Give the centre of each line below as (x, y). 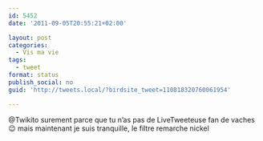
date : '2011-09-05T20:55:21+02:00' (68, 23)
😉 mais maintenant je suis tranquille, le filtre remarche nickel (109, 128)
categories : (28, 45)
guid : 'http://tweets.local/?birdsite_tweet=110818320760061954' (119, 90)
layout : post (30, 38)
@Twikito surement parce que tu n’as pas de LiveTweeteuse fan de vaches (131, 119)
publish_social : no (41, 82)
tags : (17, 60)
